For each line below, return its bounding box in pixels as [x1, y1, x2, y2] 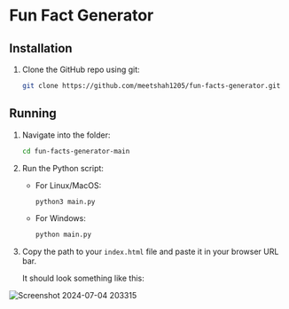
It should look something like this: [21, 273, 144, 284]
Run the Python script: [21, 162, 105, 173]
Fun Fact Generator [9, 5, 154, 26]
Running [9, 106, 58, 121]
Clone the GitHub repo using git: [21, 64, 140, 75]
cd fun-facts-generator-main [21, 147, 130, 155]
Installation [9, 41, 73, 56]
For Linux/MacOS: [35, 179, 102, 191]
